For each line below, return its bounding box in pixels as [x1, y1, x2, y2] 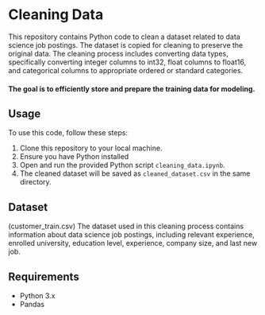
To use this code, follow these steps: [8, 128, 129, 138]
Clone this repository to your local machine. [19, 143, 163, 153]
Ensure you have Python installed [19, 152, 129, 161]
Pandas [19, 299, 45, 309]
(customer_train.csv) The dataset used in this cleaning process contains [8, 221, 244, 231]
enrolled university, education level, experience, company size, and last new [8, 239, 258, 248]
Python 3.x [19, 290, 56, 300]
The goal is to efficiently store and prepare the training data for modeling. [8, 84, 255, 93]
